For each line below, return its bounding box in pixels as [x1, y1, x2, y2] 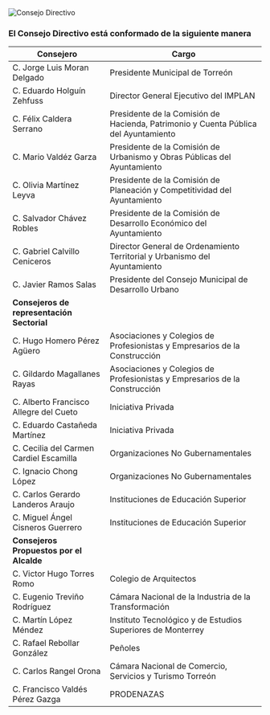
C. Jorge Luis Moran [12, 62, 89, 73]
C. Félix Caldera [12, 113, 72, 125]
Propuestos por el [12, 545, 83, 557]
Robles [12, 223, 39, 234]
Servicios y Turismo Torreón [109, 671, 217, 682]
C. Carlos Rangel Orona [12, 666, 101, 677]
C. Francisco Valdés [12, 684, 88, 695]
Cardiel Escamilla [12, 453, 78, 464]
